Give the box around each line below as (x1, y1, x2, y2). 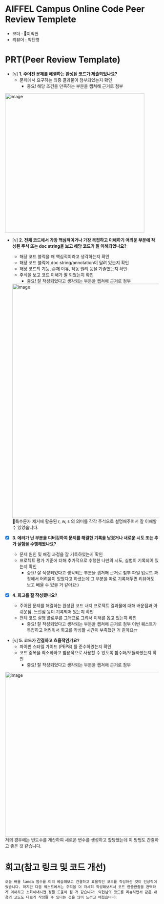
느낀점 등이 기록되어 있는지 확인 (34, 609, 94, 614)
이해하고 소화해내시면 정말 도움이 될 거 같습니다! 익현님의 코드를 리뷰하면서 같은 (10, 889, 152, 895)
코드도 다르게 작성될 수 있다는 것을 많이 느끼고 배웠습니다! (14, 895, 117, 900)
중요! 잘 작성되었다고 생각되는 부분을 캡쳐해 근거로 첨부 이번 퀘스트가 (26, 621, 157, 626)
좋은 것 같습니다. (10, 843, 41, 849)
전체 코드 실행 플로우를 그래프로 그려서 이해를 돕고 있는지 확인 (19, 615, 137, 621)
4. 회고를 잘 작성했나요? (12, 592, 58, 598)
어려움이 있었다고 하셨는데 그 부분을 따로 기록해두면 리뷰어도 (40, 576, 155, 581)
